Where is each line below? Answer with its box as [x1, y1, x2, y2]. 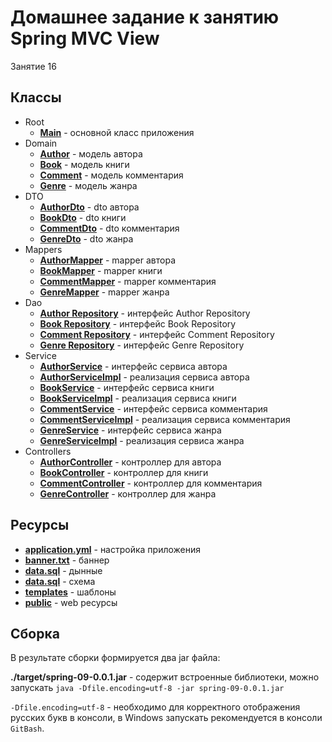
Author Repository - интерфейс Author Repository [39, 307, 251, 319]
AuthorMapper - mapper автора [39, 254, 176, 266]
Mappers [24, 243, 63, 255]
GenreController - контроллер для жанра [39, 487, 217, 500]
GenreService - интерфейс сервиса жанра [39, 424, 222, 436]
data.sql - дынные [24, 564, 103, 576]
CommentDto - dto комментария [39, 222, 180, 234]
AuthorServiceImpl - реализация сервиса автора [39, 371, 250, 383]
